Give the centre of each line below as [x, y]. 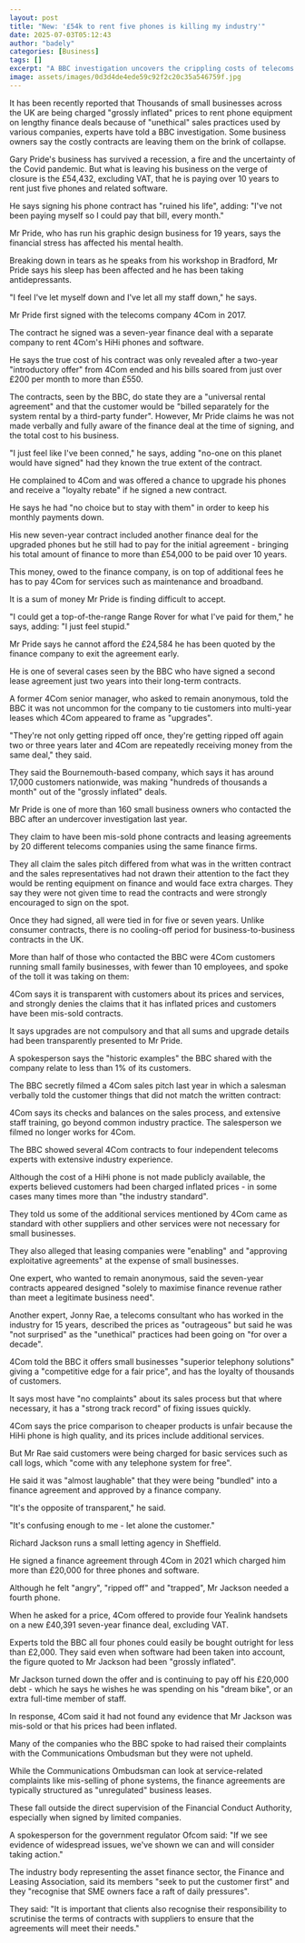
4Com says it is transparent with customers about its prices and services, [147, 994]
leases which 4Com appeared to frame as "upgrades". [111, 717]
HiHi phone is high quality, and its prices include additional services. [137, 1435]
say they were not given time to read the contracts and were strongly [138, 893]
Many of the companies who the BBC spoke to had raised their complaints [148, 1743]
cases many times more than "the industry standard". [109, 1196]
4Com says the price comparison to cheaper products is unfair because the [151, 1426]
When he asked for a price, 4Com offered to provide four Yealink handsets [149, 1615]
